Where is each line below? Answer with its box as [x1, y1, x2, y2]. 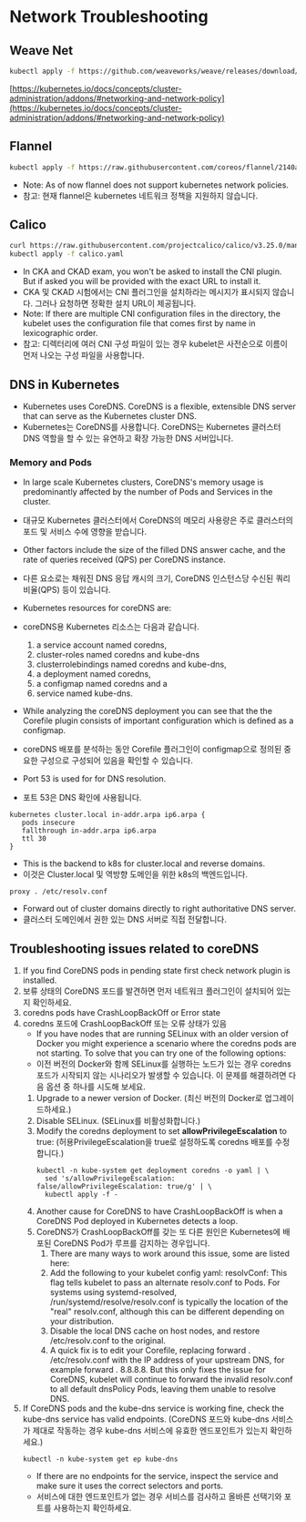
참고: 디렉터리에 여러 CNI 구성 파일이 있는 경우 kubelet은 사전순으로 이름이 [22, 339, 289, 350]
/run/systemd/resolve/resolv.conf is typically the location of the [49, 1296, 289, 1308]
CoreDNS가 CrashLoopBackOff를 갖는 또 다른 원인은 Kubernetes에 [36, 1227, 280, 1238]
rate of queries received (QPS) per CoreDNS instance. [22, 554, 226, 566]
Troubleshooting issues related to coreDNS [9, 941, 260, 956]
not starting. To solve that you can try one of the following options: [36, 1047, 287, 1058]
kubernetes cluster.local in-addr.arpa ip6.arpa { [9, 811, 206, 820]
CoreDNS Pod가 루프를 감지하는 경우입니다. [53, 1238, 210, 1249]
